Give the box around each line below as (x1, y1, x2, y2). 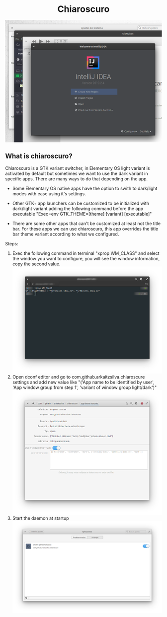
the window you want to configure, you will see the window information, (12, 255, 160, 261)
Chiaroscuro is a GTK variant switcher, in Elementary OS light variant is (5, 165, 150, 171)
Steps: (5, 240, 18, 246)
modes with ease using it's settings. (12, 190, 86, 197)
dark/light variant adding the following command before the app (12, 205, 144, 212)
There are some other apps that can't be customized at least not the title (12, 220, 161, 227)
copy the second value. (12, 261, 61, 267)
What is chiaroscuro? (5, 152, 73, 160)
